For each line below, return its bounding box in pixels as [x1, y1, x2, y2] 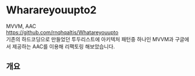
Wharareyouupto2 [6, 3, 97, 17]
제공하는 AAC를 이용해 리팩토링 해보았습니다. [12, 43, 115, 50]
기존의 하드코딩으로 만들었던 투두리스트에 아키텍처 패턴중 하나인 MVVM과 [6, 35, 174, 42]
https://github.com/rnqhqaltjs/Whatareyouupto [6, 28, 119, 35]
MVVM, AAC [6, 23, 37, 30]
